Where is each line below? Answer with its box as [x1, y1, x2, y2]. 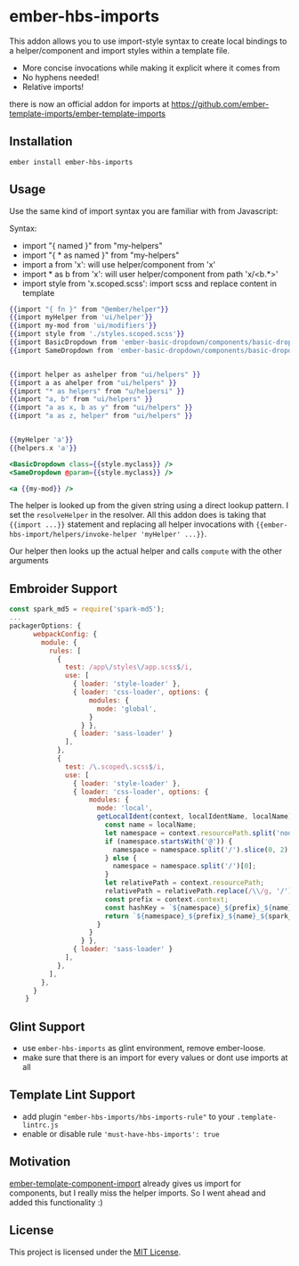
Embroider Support [9, 581, 117, 596]
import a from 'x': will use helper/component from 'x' [21, 259, 216, 269]
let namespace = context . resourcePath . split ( [104, 828, 277, 837]
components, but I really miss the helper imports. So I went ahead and [9, 1188, 266, 1198]
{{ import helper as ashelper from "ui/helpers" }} [9, 370, 201, 379]
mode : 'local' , [96, 804, 153, 813]
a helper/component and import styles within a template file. [9, 45, 230, 55]
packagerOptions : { [9, 621, 82, 630]
